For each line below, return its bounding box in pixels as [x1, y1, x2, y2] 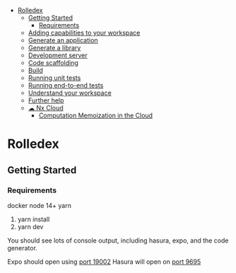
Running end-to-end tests [28, 81, 104, 89]
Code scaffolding [28, 59, 79, 66]
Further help [28, 96, 64, 105]
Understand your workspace [28, 88, 112, 97]
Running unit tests [28, 74, 81, 82]
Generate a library [28, 44, 81, 52]
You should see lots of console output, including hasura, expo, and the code [7, 236, 229, 245]
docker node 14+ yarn [7, 201, 72, 209]
